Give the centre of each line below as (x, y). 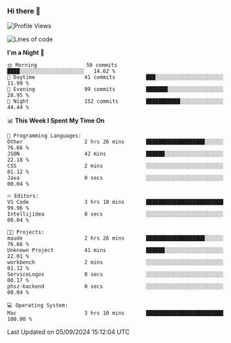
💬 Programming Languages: (44, 136)
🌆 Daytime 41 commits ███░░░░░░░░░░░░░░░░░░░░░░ (115, 77)
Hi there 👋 (24, 11)
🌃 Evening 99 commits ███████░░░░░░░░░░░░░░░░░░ (115, 90)
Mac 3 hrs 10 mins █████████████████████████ (115, 313)
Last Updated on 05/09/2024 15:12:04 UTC (68, 332)
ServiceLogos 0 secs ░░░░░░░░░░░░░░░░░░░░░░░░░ (115, 275)
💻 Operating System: (38, 306)
